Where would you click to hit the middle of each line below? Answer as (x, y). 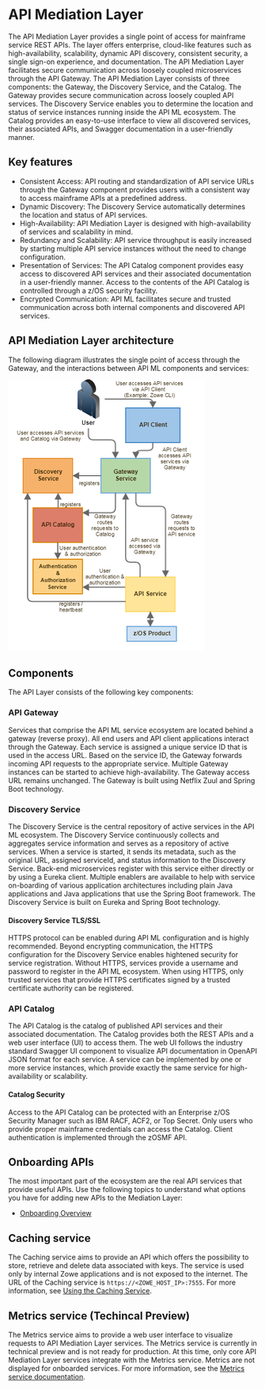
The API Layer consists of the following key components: (101, 692)
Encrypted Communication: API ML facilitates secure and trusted (125, 299)
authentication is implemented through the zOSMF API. (98, 1137)
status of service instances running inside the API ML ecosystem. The (122, 112)
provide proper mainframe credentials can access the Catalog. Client (121, 1129)
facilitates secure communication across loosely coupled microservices (125, 70)
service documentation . (47, 1377)
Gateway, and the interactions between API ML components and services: (129, 368)
